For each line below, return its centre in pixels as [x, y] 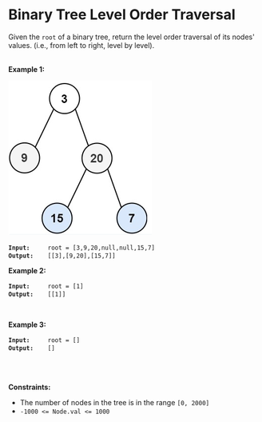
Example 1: [27, 69]
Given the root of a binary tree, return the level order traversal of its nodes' [132, 37]
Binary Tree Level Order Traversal [122, 15]
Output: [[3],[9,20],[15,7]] [62, 256]
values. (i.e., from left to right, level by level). [81, 45]
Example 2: [27, 270]
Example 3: [27, 324]
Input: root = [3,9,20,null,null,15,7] [82, 248]
